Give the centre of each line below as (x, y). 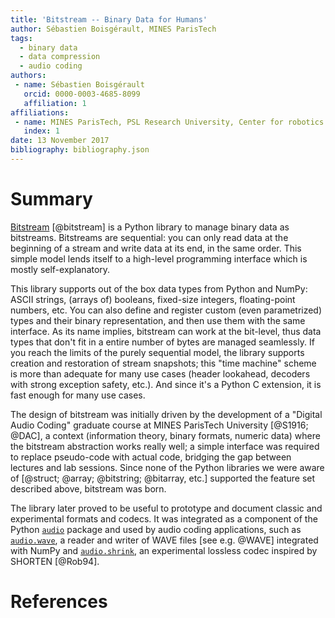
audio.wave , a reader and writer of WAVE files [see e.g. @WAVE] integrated (164, 540)
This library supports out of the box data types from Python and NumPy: (159, 288)
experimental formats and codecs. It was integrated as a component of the (164, 518)
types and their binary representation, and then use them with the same (158, 320)
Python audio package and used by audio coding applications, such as (156, 529)
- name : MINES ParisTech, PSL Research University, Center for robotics (169, 122)
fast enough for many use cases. (78, 395)
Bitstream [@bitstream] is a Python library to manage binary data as (150, 227)
